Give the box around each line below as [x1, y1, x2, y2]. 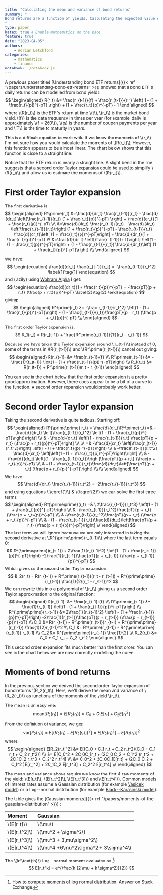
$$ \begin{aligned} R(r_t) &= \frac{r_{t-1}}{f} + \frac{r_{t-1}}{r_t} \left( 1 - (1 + [5, 97, 158, 103]
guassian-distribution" [5, 801, 50, 807]
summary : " [5, 12, 27, 17]
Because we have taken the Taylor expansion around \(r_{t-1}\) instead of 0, [5, 341, 157, 347]
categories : [5, 52, 29, 57]
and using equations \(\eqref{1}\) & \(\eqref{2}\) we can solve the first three [5, 489, 156, 495]
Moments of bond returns [5, 667, 111, 678]
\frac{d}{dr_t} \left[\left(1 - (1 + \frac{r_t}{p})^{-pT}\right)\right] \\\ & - [13, 450, 150, 456]
